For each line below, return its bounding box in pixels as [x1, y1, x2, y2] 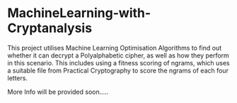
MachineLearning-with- [7, 5, 151, 21]
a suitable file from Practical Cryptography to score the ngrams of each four [7, 66, 229, 75]
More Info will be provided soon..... [7, 87, 109, 96]
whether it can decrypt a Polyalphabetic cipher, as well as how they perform [7, 51, 230, 60]
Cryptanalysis [7, 20, 93, 36]
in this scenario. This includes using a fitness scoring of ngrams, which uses [7, 58, 230, 67]
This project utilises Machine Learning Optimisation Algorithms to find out [7, 43, 221, 52]
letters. [7, 73, 28, 82]
